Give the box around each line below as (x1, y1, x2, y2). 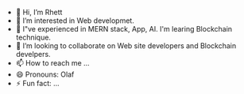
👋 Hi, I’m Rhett (15, 8, 63, 17)
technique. (15, 32, 52, 42)
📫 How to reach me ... (15, 58, 90, 67)
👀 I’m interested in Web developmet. (15, 16, 135, 25)
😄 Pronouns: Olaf (15, 70, 75, 79)
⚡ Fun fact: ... (15, 79, 60, 88)
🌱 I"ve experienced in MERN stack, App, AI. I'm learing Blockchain (15, 24, 233, 33)
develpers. (15, 50, 51, 58)
